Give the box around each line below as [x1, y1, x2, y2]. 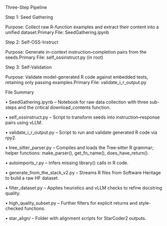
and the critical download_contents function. [17, 104, 111, 110]
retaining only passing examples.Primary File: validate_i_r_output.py [5, 80, 147, 85]
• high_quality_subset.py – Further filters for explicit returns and [5, 200, 138, 206]
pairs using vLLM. [5, 120, 43, 126]
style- [138, 200, 151, 206]
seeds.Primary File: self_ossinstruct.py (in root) [5, 54, 104, 60]
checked [5, 205, 24, 211]
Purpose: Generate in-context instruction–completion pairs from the [5, 49, 147, 55]
